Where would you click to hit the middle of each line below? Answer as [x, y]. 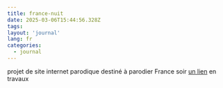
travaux [18, 78]
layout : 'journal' [34, 33]
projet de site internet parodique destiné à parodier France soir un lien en [112, 71]
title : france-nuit [35, 13]
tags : [15, 26]
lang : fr [20, 39]
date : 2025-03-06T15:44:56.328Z [54, 20]
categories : [24, 45]
